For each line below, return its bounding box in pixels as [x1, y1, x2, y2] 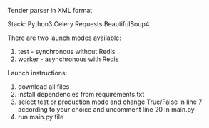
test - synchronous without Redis [17, 48, 116, 55]
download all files [17, 82, 70, 91]
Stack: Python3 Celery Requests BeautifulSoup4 [7, 20, 150, 28]
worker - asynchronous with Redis [17, 55, 119, 63]
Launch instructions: [7, 69, 68, 77]
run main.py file [17, 113, 64, 121]
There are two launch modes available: [7, 33, 121, 42]
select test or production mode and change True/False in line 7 [17, 97, 203, 106]
